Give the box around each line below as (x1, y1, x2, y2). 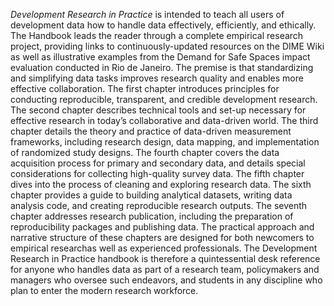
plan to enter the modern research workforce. (10, 285, 199, 296)
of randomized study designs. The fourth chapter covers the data (10, 147, 280, 158)
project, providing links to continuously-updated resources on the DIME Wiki (10, 40, 325, 52)
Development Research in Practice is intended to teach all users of (10, 9, 285, 20)
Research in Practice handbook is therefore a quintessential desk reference (10, 253, 321, 264)
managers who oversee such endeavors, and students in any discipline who (10, 274, 323, 286)
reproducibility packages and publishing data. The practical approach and (10, 221, 315, 233)
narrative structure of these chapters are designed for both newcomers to (10, 232, 315, 243)
